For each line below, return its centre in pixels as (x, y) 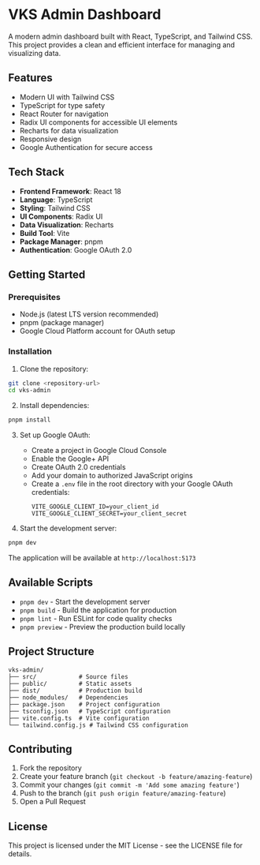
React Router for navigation (64, 114)
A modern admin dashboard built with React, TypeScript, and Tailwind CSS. (130, 36)
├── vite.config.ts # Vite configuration (79, 718)
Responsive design (50, 139)
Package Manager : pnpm (61, 242)
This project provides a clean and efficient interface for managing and (121, 44)
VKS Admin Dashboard (85, 15)
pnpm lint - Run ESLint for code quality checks (96, 618)
